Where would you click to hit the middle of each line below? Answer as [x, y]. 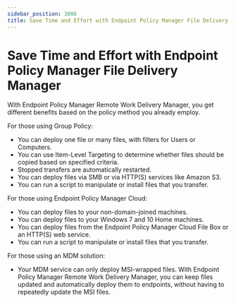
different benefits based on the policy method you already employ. [104, 112]
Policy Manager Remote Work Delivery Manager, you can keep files [115, 277]
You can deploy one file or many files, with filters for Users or [106, 140]
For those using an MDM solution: [56, 256]
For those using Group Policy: [50, 126]
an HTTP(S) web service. [54, 234]
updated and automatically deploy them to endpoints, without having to [121, 285]
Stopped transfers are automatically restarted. [84, 170]
